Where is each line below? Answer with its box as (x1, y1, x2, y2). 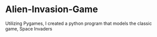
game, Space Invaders (5, 25, 52, 31)
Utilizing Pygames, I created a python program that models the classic (5, 20, 152, 26)
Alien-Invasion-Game (5, 4, 98, 15)
